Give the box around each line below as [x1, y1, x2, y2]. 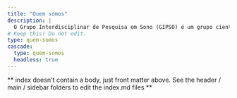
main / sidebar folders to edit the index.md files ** [7, 82, 153, 92]
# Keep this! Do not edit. [7, 30, 87, 37]
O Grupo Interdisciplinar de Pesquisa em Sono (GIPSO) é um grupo [13, 23, 213, 30]
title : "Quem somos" [7, 10, 68, 18]
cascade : [7, 43, 33, 50]
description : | [7, 17, 52, 24]
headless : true [13, 56, 59, 63]
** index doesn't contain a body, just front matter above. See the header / [7, 75, 221, 84]
